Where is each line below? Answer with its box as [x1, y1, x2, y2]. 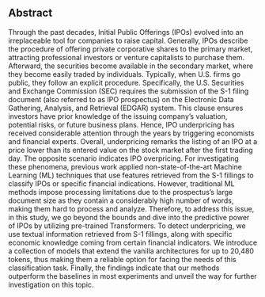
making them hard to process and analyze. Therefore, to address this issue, [8, 204, 255, 213]
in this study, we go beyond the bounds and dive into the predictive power [8, 212, 250, 222]
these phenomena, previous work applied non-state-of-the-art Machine [8, 162, 243, 171]
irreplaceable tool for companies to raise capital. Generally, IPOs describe [8, 36, 248, 45]
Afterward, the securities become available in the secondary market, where [8, 61, 254, 70]
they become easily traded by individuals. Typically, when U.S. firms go [8, 69, 241, 78]
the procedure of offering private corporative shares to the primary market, [8, 44, 253, 54]
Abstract [8, 6, 53, 20]
